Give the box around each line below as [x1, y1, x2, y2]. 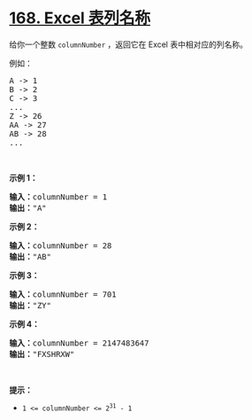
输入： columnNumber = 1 [9, 191, 108, 202]
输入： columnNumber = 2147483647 [9, 338, 149, 348]
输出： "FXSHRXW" [9, 349, 75, 359]
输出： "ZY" [9, 300, 51, 310]
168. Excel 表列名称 [9, 8, 151, 28]
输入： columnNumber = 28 [9, 240, 112, 251]
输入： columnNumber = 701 [9, 289, 117, 299]
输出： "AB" [9, 252, 51, 261]
